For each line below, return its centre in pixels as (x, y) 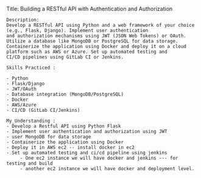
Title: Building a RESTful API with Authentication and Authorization (90, 9)
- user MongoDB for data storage (49, 137)
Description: (23, 20)
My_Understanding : (31, 121)
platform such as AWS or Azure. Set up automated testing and (87, 52)
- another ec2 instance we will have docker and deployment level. (107, 169)
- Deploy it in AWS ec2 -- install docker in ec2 (71, 148)
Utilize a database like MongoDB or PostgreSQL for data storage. (92, 41)
